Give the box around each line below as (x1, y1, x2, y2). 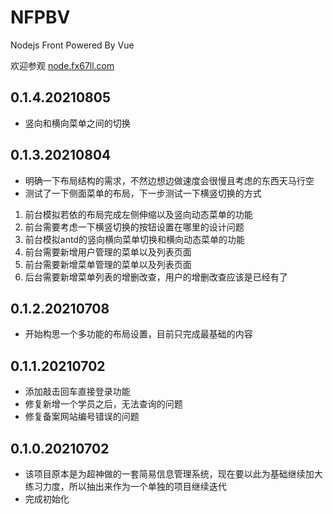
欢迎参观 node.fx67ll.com (10, 59, 115, 71)
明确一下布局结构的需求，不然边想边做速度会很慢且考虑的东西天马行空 (24, 174, 315, 186)
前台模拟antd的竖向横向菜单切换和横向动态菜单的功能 (24, 233, 245, 245)
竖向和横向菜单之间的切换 (24, 117, 131, 129)
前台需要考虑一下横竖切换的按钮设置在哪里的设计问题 (24, 221, 245, 233)
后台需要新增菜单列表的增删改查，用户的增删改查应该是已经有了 (24, 271, 288, 283)
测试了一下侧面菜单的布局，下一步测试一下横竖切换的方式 (24, 187, 262, 199)
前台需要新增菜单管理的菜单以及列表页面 (24, 258, 192, 270)
